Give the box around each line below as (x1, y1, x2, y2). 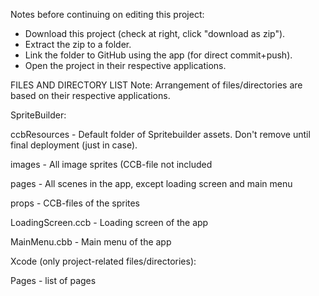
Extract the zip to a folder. (24, 39, 132, 50)
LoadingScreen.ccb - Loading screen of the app (10, 217, 209, 228)
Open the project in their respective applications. (24, 60, 227, 71)
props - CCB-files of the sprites (10, 197, 141, 209)
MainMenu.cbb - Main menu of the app (10, 236, 172, 248)
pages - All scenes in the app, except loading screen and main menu (10, 178, 293, 189)
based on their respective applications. (10, 90, 171, 101)
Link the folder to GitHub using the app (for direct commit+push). (24, 49, 293, 61)
